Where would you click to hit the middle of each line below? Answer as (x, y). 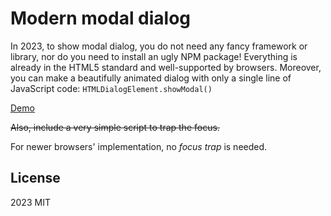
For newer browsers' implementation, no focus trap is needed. (139, 146)
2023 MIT (30, 202)
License (35, 178)
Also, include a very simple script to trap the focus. (115, 127)
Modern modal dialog (101, 18)
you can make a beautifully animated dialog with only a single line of (151, 78)
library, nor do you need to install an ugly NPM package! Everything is (154, 56)
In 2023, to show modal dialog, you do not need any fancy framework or (159, 46)
